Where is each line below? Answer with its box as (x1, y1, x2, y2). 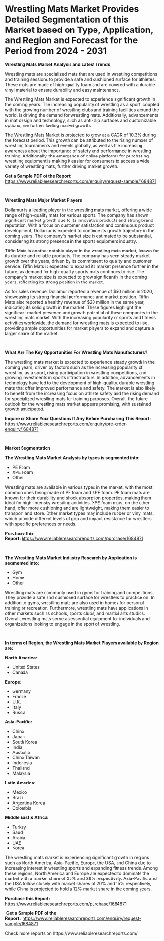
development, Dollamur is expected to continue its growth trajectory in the (5, 227, 155, 233)
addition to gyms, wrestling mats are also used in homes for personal (5, 599, 144, 606)
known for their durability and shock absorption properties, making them (5, 495, 152, 501)
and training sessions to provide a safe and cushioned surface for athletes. (5, 76, 156, 82)
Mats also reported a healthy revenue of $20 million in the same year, (5, 299, 145, 305)
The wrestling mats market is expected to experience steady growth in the (5, 359, 155, 365)
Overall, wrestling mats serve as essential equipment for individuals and (5, 615, 150, 621)
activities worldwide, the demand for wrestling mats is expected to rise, (5, 320, 149, 326)
